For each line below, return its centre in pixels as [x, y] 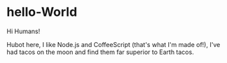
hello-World [42, 12]
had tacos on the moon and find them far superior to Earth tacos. [100, 52]
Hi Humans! [23, 31]
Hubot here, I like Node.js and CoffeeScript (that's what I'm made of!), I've [113, 44]
